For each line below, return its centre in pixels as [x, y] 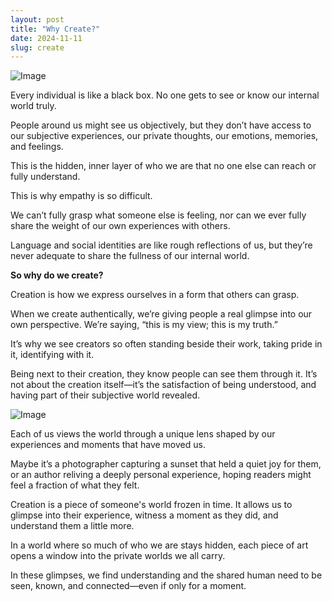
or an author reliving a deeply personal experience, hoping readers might [161, 475]
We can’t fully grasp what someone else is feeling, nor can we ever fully [158, 215]
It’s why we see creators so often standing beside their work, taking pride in [166, 344]
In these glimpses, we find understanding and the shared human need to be [166, 575]
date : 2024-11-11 [46, 38]
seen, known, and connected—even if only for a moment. [128, 586]
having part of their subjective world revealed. [105, 395]
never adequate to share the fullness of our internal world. [130, 256]
